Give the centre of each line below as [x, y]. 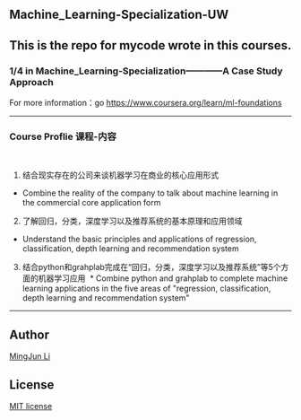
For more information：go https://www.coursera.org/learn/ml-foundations [146, 103]
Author [29, 334]
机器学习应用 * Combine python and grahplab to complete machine [163, 278]
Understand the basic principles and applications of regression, [139, 239]
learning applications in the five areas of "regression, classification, [146, 289]
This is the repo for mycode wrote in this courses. [150, 45]
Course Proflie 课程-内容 [63, 136]
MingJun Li [30, 356]
